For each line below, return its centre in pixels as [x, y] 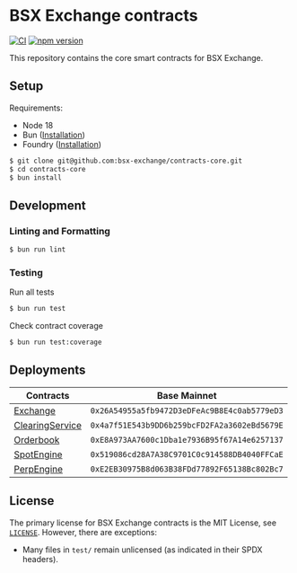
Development [48, 205]
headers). [40, 559]
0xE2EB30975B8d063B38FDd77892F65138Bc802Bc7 [187, 469]
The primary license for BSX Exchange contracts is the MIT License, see [143, 523]
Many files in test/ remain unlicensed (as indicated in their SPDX [142, 550]
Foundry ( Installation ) [61, 144]
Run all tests [32, 292]
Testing [26, 272]
